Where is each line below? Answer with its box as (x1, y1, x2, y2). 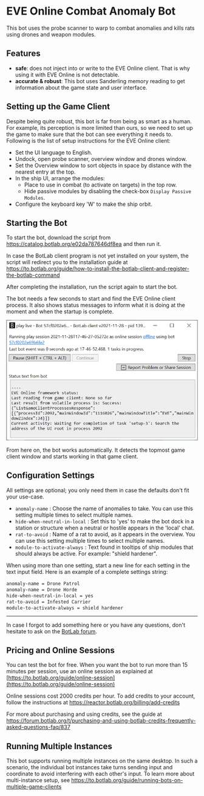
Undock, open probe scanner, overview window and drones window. (15, 155, 187, 162)
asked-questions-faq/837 (6, 724, 71, 731)
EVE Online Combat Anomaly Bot (6, 4, 176, 18)
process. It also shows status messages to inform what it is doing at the (6, 302, 185, 309)
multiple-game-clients (6, 783, 62, 791)
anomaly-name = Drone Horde (6, 587, 78, 593)
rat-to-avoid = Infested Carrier (6, 599, 91, 605)
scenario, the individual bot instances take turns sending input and (6, 764, 173, 771)
